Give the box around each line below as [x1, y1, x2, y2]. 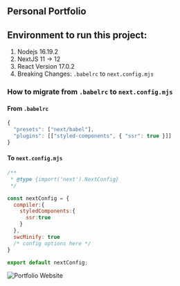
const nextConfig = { [7, 194, 70, 202]
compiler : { [13, 201, 45, 208]
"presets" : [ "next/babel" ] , [13, 126, 95, 133]
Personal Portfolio [7, 6, 87, 17]
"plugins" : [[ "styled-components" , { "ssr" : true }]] [13, 133, 172, 140]
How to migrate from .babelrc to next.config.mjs [7, 87, 173, 96]
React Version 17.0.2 [17, 62, 75, 71]
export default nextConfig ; [7, 259, 89, 266]
